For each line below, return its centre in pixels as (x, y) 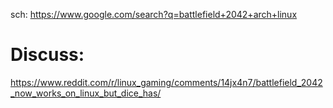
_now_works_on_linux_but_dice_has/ (86, 93)
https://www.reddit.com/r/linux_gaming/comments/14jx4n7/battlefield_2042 (166, 82)
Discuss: (47, 55)
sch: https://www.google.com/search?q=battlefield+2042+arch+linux (154, 14)
